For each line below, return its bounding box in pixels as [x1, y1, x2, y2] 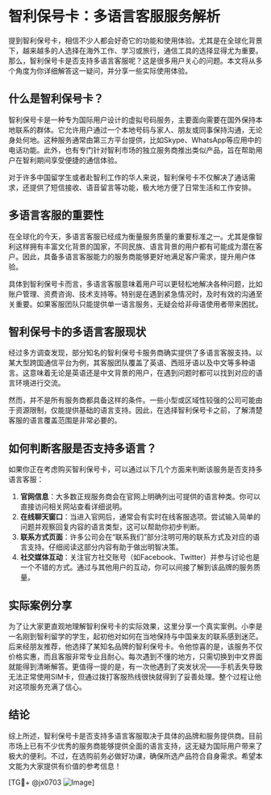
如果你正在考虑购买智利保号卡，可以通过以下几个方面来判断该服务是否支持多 [8, 465, 263, 474]
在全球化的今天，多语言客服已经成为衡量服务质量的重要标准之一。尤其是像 [8, 231, 256, 241]
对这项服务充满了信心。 [8, 682, 86, 692]
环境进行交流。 [15, 378, 65, 388]
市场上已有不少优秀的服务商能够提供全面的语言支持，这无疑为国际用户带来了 [8, 741, 263, 751]
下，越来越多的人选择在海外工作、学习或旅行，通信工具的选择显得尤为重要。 [8, 45, 263, 55]
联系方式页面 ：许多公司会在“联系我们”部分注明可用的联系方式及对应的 [19, 532, 253, 542]
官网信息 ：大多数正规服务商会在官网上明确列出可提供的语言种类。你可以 [19, 492, 261, 502]
